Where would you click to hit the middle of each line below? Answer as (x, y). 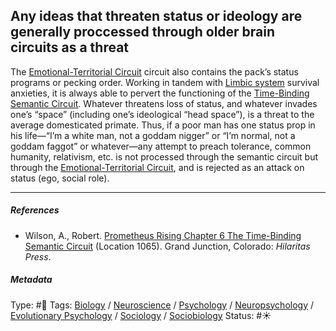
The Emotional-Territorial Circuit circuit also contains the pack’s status (154, 71)
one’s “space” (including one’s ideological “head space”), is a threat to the (162, 114)
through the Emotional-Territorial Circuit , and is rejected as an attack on (157, 167)
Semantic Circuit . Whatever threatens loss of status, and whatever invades (164, 103)
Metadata (31, 280)
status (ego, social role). (60, 178)
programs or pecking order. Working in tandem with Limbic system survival (165, 82)
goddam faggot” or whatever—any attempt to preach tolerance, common (161, 146)
